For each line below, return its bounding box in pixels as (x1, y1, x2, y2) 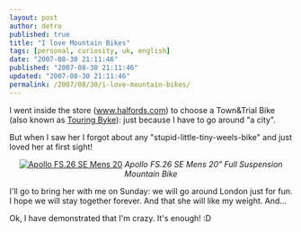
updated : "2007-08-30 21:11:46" (9, 72, 130, 81)
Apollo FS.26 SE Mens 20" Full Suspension (124, 158, 283, 169)
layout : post (9, 13, 58, 22)
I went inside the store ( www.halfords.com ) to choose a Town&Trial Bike (9, 104, 276, 115)
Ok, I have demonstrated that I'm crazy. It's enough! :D (9, 212, 212, 223)
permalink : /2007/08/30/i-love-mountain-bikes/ (9, 80, 191, 89)
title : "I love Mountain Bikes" (9, 38, 130, 48)
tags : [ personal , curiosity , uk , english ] (9, 47, 171, 56)
